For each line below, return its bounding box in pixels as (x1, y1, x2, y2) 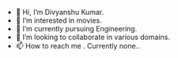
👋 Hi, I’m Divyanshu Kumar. (15, 8, 104, 16)
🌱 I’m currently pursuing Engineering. (15, 24, 138, 33)
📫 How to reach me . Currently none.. (15, 42, 140, 50)
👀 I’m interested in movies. (15, 16, 103, 25)
